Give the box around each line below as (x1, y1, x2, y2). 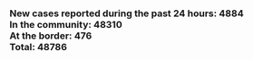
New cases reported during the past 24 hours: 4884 (9, 7, 244, 20)
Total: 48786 (9, 40, 68, 53)
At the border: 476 (9, 30, 92, 42)
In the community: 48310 (9, 18, 122, 30)
